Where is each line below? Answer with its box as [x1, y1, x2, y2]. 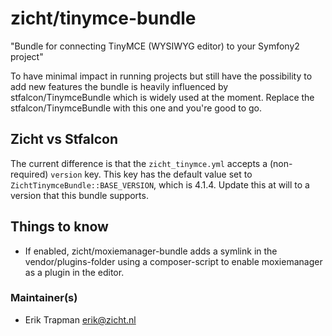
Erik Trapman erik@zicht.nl [24, 313, 137, 326]
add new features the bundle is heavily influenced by [10, 80, 229, 92]
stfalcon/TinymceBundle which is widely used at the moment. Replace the [10, 91, 315, 103]
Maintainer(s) [10, 291, 78, 305]
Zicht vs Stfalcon [10, 131, 118, 148]
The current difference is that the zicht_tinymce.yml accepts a [10, 157, 268, 169]
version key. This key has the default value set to [50, 168, 253, 180]
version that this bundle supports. [10, 189, 149, 201]
